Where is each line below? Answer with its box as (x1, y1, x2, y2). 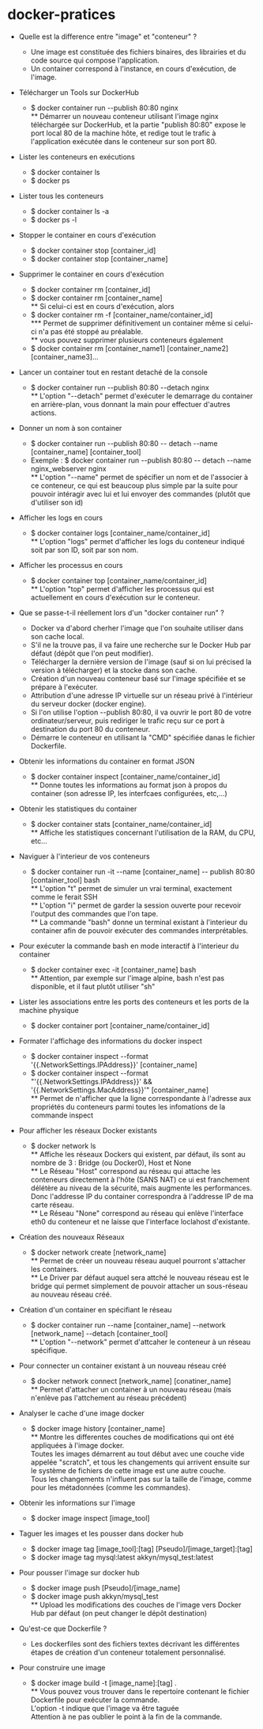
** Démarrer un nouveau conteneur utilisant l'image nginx (30, 111, 219, 120)
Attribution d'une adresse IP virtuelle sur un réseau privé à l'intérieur (30, 691, 254, 700)
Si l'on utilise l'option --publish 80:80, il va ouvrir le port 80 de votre (30, 707, 252, 717)
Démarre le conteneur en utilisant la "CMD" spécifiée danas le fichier (30, 733, 256, 742)
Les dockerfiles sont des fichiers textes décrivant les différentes (30, 1639, 240, 1648)
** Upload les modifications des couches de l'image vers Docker (30, 1600, 242, 1609)
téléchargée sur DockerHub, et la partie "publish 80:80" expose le (30, 120, 246, 129)
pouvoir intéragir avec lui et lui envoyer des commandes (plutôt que (30, 489, 250, 498)
